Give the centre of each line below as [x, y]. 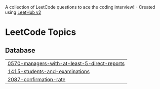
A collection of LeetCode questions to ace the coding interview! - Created [80, 7]
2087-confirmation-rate [37, 79]
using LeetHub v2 [23, 12]
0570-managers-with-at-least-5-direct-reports [66, 63]
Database [20, 50]
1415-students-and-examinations [49, 72]
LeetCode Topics [41, 32]
